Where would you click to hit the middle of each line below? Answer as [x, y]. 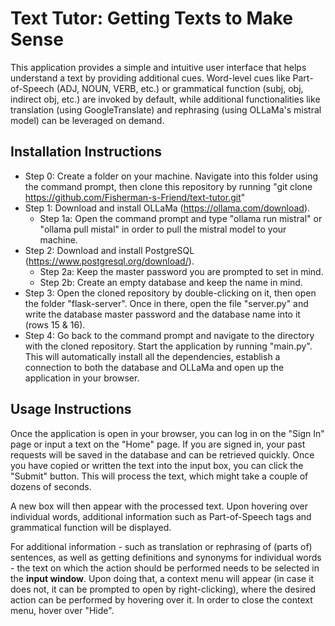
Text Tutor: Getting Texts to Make [152, 18]
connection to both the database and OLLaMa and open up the [154, 367]
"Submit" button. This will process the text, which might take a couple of [159, 476]
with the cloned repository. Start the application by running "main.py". [168, 346]
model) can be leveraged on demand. [87, 120]
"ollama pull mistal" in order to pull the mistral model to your [163, 229]
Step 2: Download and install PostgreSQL [109, 250]
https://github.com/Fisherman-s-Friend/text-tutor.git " [135, 197]
